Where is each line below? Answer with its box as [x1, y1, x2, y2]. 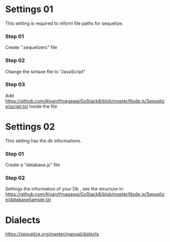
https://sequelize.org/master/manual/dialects [5, 231, 99, 237]
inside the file [29, 103, 57, 109]
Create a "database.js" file [5, 162, 60, 168]
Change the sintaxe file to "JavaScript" [5, 68, 86, 74]
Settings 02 [5, 121, 55, 132]
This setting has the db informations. [5, 137, 82, 143]
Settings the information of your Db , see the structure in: [5, 186, 124, 192]
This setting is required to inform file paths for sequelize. [5, 20, 123, 26]
